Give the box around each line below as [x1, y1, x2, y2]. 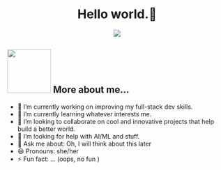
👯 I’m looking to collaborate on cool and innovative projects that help [17, 117, 215, 125]
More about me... [52, 84, 130, 96]
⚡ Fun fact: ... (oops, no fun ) [17, 155, 100, 163]
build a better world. [17, 125, 75, 133]
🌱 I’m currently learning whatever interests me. [17, 109, 152, 118]
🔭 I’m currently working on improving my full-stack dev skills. [17, 102, 193, 111]
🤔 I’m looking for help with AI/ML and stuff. [17, 132, 140, 140]
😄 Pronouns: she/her [17, 146, 79, 155]
